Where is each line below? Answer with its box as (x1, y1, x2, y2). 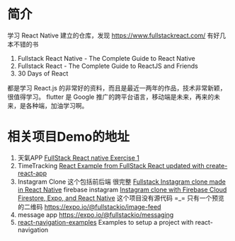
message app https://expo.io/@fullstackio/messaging (17, 210, 174, 219)
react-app (17, 169, 47, 177)
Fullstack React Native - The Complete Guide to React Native (17, 54, 196, 62)
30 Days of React (17, 69, 69, 78)
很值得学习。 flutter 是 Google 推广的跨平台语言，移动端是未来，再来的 (7, 93, 214, 101)
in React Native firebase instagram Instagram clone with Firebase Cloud (17, 185, 227, 194)
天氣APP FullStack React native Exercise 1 (17, 153, 140, 162)
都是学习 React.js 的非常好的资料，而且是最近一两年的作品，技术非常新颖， (7, 83, 227, 92)
